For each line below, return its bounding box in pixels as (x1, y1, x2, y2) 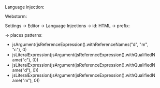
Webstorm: (5, 14, 27, 19)
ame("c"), (12, 57, 31, 62)
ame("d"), (12, 67, 32, 73)
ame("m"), (12, 77, 33, 83)
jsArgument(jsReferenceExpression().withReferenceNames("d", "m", (12, 42, 148, 47)
